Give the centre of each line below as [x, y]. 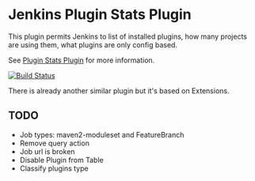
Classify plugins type [54, 168]
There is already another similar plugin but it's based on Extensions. [119, 90]
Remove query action [54, 143]
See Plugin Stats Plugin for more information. [82, 60]
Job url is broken [47, 151]
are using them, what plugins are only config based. [93, 44]
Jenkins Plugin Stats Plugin [100, 15]
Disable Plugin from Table [62, 160]
